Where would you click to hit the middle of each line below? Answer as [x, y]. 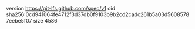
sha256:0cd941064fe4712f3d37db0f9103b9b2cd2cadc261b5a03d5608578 [98, 14]
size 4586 [45, 21]
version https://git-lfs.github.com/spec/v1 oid [61, 8]
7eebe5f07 [19, 21]
